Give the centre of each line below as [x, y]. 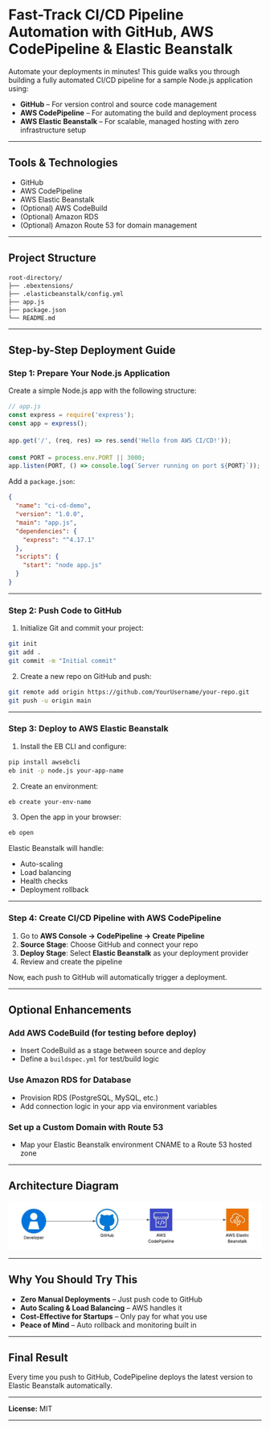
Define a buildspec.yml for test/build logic [89, 1059]
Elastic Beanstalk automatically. [60, 1385]
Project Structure [52, 258]
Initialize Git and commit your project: [82, 628]
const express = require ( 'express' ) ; [72, 415]
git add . [25, 652]
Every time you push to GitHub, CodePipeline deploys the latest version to [131, 1377]
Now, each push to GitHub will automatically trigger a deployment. [118, 977]
